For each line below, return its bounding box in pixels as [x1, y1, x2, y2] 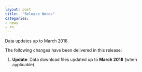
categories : [5, 16, 29, 21]
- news [5, 20, 18, 25]
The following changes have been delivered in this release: [5, 48, 122, 53]
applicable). [12, 62, 36, 68]
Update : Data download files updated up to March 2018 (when [12, 57, 138, 62]
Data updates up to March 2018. [5, 38, 69, 44]
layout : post [5, 7, 31, 12]
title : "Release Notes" [5, 12, 55, 16]
